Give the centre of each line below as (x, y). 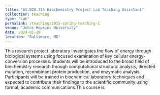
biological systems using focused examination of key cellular (67, 56)
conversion (16, 61)
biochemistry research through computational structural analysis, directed (80, 66)
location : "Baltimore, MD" (33, 37)
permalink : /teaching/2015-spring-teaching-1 (52, 23)
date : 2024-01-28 (23, 32)
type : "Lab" (17, 19)
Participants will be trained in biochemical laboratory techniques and (75, 77)
